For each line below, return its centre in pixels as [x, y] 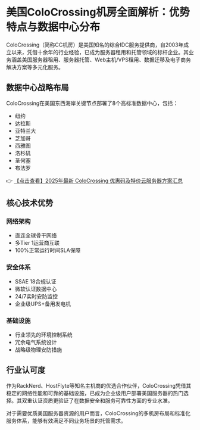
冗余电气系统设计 [36, 342]
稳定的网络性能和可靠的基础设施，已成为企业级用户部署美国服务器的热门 [95, 393]
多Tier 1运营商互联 [37, 243]
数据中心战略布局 [37, 88]
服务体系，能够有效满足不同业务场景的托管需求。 [66, 420]
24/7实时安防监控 [36, 296]
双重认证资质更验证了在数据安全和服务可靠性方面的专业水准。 [97, 400]
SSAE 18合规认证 [35, 281]
